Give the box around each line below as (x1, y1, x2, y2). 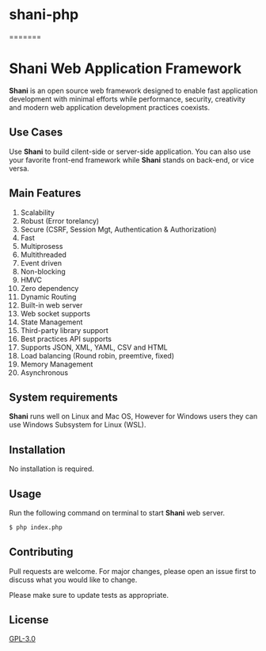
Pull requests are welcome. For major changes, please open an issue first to (9, 566, 256, 576)
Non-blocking (20, 266, 66, 276)
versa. (9, 163, 30, 173)
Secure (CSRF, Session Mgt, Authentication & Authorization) (20, 224, 217, 234)
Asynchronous (20, 367, 69, 377)
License (9, 613, 49, 627)
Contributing (9, 546, 74, 559)
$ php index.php (9, 523, 63, 531)
